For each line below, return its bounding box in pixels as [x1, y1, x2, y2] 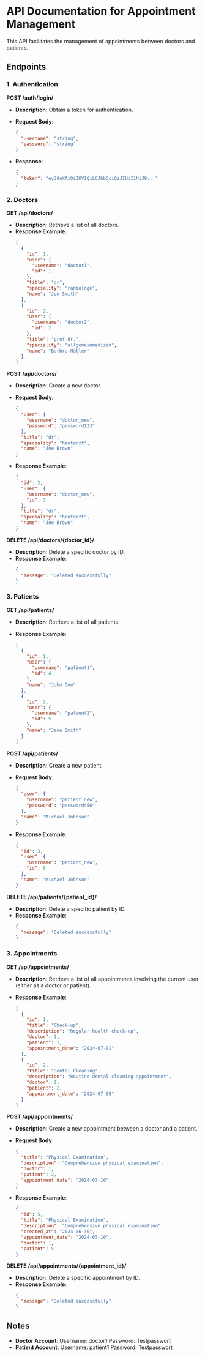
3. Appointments [6, 949, 58, 958]
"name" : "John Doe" [26, 681, 76, 688]
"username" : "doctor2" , [31, 320, 93, 326]
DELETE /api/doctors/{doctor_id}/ [6, 536, 95, 544]
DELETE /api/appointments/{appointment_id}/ [6, 1262, 127, 1269]
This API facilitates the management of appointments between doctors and [6, 37, 195, 45]
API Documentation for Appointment [6, 4, 196, 18]
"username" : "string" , [21, 135, 79, 141]
